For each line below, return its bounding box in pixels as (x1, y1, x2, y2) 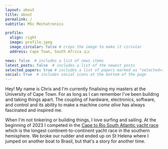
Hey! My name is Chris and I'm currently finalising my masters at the (5, 86, 146, 92)
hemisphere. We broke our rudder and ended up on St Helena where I (5, 133, 149, 139)
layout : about (5, 7, 35, 13)
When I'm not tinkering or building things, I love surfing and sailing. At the (5, 117, 156, 123)
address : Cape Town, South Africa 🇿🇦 (9, 49, 90, 54)
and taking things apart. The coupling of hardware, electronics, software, (5, 96, 156, 103)
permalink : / (5, 17, 32, 22)
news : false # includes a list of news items (5, 58, 104, 63)
